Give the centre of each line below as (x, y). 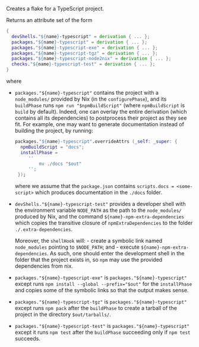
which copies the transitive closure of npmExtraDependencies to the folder (104, 223)
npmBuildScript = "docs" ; (52, 147)
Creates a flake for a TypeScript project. (55, 9)
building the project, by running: (54, 131)
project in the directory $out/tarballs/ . (63, 314)
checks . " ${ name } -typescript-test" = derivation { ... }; (83, 64)
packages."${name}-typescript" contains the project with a (87, 93)
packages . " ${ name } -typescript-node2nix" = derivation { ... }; (91, 59)
